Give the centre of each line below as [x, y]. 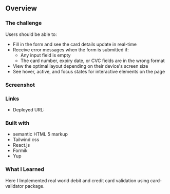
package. [35, 186]
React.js [21, 145]
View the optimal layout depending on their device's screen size [80, 66]
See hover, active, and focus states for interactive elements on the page [89, 71]
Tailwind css [26, 140]
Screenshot [20, 85]
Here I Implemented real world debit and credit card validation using [77, 180]
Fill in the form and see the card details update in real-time [75, 44]
